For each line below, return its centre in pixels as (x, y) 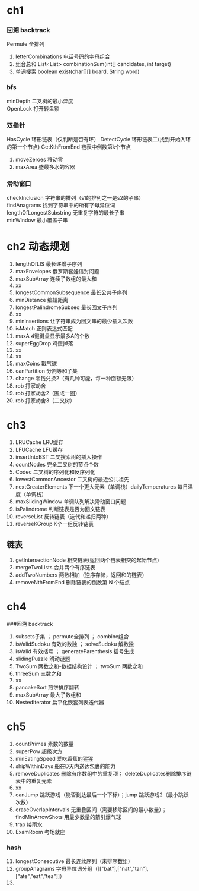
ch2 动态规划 (38, 246)
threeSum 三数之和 (38, 673)
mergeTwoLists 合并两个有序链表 (55, 568)
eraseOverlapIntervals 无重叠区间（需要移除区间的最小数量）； (91, 810)
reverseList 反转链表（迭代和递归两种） (63, 517)
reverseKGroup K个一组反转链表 (54, 524)
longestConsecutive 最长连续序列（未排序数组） (74, 861)
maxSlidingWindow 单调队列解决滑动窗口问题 (70, 502)
